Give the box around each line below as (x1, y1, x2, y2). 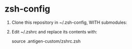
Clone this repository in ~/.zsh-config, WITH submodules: (11, 19, 127, 25)
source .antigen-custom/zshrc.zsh (11, 38, 81, 44)
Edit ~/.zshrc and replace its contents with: (11, 29, 98, 34)
